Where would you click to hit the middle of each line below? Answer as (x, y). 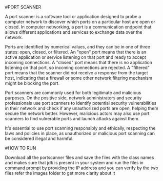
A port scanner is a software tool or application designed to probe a (73, 16)
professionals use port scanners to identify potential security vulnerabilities (81, 103)
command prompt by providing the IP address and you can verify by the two (82, 168)
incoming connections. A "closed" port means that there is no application (79, 62)
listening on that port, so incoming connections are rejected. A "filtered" (77, 68)
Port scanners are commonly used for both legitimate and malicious (73, 93)
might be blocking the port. (32, 83)
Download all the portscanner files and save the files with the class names (80, 158)
